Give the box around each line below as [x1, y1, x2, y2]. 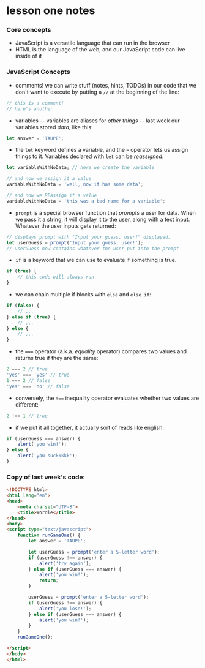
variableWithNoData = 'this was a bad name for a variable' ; [6, 198, 166, 204]
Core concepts [6, 26, 51, 34]
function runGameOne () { [17, 532, 81, 539]
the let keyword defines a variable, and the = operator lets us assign [15, 146, 188, 154]
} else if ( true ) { [6, 313, 56, 320]
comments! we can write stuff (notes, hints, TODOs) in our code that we [15, 81, 197, 89]
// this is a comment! [6, 100, 64, 106]
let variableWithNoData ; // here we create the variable [6, 165, 155, 171]
